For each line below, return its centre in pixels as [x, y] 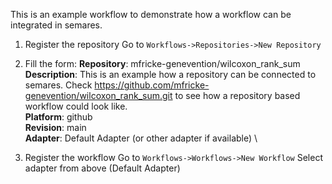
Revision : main [55, 127]
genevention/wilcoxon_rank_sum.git [98, 95]
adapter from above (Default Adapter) [102, 168]
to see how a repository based [237, 95]
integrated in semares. [56, 25]
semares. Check [58, 85]
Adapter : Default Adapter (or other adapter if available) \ [141, 138]
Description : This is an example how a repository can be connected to [170, 74]
